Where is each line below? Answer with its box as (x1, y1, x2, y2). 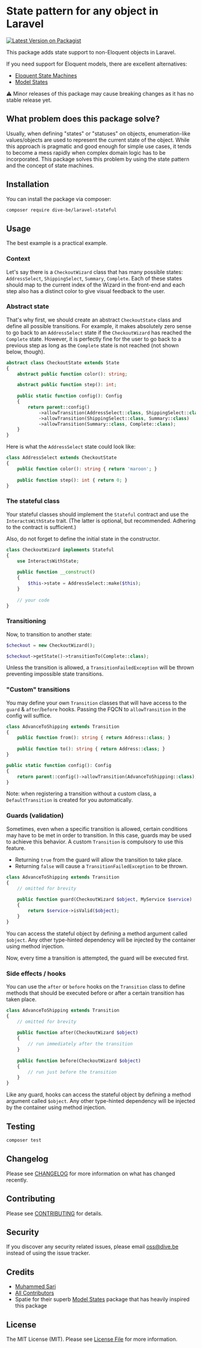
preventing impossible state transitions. (6, 670, 104, 678)
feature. (6, 844, 26, 851)
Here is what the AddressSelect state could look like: (6, 443, 136, 450)
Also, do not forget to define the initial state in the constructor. (6, 535, 161, 542)
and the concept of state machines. (6, 161, 94, 169)
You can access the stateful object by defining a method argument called (6, 930, 188, 937)
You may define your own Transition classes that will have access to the (6, 699, 187, 706)
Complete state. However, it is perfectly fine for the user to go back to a (6, 335, 182, 343)
